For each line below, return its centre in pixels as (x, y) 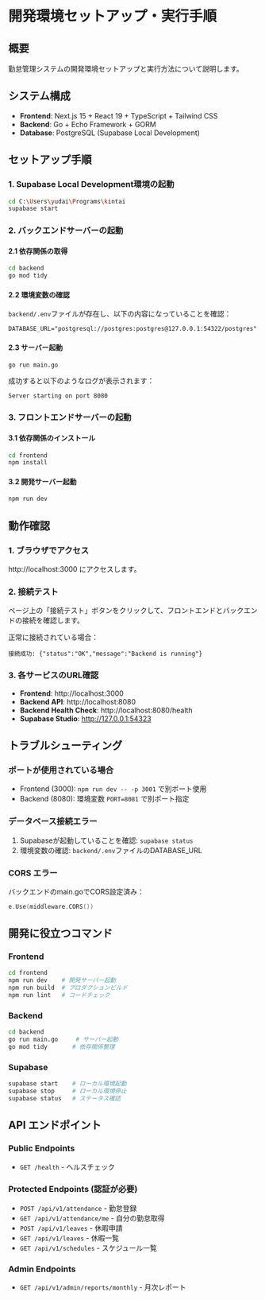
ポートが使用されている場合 (61, 770)
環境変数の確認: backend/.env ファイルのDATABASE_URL (111, 850)
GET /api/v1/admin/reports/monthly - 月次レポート (103, 1287)
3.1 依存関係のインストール (52, 437)
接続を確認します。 (53, 620)
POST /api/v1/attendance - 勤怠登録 (78, 1208)
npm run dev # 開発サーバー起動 (62, 980)
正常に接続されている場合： (54, 638)
